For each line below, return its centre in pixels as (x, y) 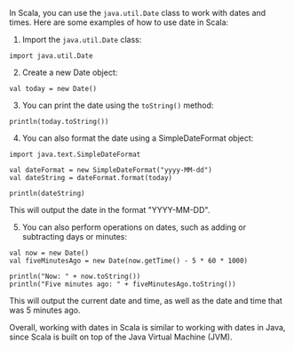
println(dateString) (48, 193)
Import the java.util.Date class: (82, 40)
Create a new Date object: (70, 72)
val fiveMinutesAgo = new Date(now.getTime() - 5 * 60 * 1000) (129, 261)
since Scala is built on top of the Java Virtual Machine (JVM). (121, 337)
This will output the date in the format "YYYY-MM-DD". (110, 210)
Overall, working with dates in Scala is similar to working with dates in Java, (147, 327)
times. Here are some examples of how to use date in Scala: (119, 22)
